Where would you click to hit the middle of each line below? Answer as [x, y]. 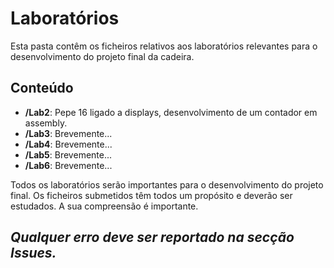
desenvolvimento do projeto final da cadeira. [102, 56]
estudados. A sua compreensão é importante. [104, 206]
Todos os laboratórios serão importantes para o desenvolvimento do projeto [167, 184]
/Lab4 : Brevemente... [68, 144]
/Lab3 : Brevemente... [68, 133]
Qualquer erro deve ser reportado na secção [152, 237]
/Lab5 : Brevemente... [68, 154]
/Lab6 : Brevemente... [68, 165]
